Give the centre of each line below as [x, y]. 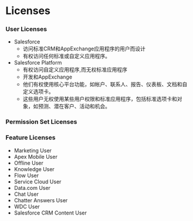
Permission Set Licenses [41, 122]
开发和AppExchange [48, 77]
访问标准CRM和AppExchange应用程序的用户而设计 [84, 49]
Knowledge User [34, 169]
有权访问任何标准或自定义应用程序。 [67, 56]
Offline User [28, 163]
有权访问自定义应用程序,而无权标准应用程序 [75, 70]
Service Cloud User [38, 181]
